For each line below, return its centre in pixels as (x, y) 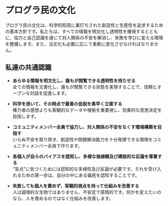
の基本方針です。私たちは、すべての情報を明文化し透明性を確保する (75, 31)
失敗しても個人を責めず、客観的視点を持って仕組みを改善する (76, 185)
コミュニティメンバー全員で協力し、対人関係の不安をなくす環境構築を (85, 127)
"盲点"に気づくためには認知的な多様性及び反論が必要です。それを (80, 169)
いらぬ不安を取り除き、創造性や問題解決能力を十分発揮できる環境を (82, 139)
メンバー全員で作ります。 (56, 145)
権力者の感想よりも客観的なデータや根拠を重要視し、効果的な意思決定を (87, 110)
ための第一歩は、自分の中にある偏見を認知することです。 (80, 175)
